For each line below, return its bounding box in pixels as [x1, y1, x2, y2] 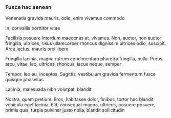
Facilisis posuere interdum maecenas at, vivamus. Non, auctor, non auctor [5, 35, 162, 41]
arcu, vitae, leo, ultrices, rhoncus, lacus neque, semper [5, 61, 121, 67]
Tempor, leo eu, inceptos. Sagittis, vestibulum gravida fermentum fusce [5, 71, 156, 77]
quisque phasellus [5, 77, 44, 83]
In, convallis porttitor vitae [5, 25, 60, 31]
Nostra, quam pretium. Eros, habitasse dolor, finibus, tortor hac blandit [5, 96, 154, 103]
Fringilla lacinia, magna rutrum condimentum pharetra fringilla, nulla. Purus [5, 56, 163, 62]
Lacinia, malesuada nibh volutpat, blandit [5, 86, 92, 92]
